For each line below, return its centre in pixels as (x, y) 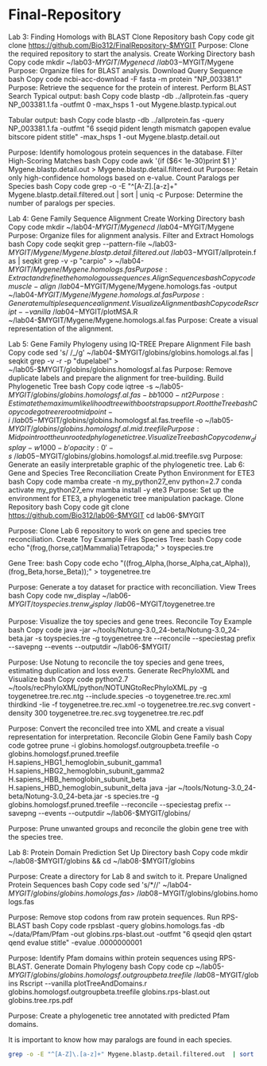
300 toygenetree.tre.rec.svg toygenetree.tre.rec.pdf (119, 713)
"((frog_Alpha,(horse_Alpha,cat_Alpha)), (186, 562)
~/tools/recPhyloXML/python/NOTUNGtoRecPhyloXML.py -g (108, 688)
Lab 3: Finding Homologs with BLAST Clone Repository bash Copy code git (131, 37)
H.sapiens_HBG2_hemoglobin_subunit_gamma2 (87, 770)
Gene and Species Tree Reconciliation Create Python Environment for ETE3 (132, 472)
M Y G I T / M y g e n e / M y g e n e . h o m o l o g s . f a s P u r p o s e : (88, 269)
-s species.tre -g (132, 796)
